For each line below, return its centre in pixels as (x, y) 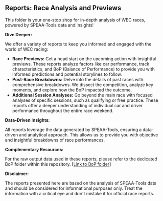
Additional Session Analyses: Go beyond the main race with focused (82, 95)
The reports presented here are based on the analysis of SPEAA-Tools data (81, 183)
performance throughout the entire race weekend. (63, 111)
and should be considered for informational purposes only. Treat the (74, 188)
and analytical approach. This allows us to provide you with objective (88, 134)
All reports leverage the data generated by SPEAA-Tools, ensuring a (73, 130)
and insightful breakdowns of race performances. (55, 140)
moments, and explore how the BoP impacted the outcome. (72, 89)
